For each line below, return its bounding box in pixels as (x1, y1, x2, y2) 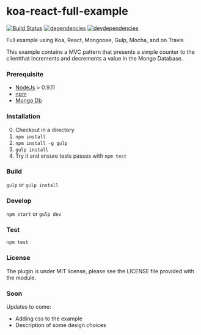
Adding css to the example (15, 315, 82, 322)
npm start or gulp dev (6, 210, 62, 218)
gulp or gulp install (6, 181, 59, 188)
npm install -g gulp (15, 140, 68, 146)
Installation (6, 112, 41, 120)
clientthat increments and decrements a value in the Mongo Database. (6, 54, 183, 62)
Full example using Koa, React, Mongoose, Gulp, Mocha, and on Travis (6, 36, 185, 43)
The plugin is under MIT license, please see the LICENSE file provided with (6, 267, 194, 274)
